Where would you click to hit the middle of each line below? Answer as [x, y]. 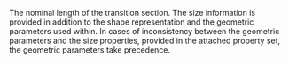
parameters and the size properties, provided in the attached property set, [145, 40]
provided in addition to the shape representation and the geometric [132, 22]
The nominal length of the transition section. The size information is [132, 13]
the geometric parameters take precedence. [90, 50]
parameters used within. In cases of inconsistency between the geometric [144, 31]
